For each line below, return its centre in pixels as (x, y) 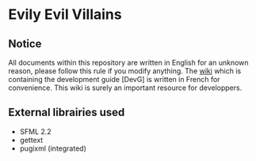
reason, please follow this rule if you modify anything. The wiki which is (125, 71)
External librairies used (67, 112)
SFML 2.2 (35, 131)
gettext (31, 140)
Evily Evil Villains (65, 15)
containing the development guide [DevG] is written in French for (114, 79)
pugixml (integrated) (53, 148)
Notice (25, 44)
